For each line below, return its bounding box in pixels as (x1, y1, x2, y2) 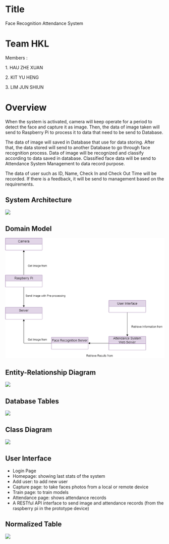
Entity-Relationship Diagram (5, 368, 96, 377)
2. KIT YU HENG (5, 74, 39, 80)
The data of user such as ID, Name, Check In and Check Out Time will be (5, 170, 157, 176)
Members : (5, 55, 28, 61)
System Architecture (5, 196, 72, 204)
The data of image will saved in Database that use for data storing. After (5, 139, 155, 145)
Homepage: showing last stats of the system (12, 473, 105, 479)
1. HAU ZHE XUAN (5, 64, 43, 70)
